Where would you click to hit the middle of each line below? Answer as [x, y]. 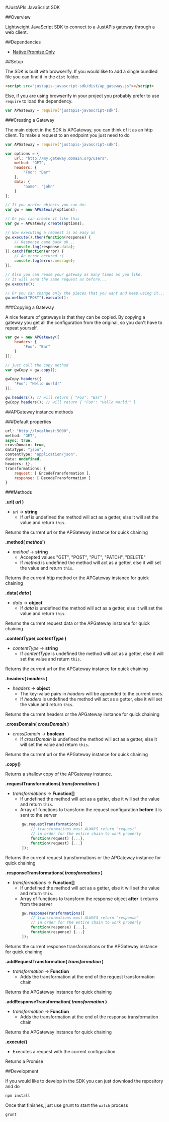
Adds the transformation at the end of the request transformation [87, 976]
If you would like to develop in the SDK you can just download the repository [84, 1081]
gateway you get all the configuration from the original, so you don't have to [84, 322]
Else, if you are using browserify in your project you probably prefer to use [82, 96]
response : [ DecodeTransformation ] [53, 478]
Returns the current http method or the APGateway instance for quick [77, 578]
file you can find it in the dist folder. [43, 77]
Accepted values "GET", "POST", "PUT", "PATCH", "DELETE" [83, 557]
